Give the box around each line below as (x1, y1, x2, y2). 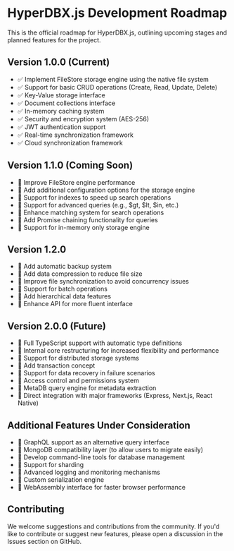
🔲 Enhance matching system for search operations (17, 208, 164, 217)
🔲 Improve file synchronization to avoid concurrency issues (17, 277, 190, 286)
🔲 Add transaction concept (17, 361, 96, 370)
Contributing (7, 503, 65, 516)
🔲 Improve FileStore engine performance (17, 178, 136, 186)
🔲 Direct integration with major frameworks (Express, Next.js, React (17, 392, 213, 400)
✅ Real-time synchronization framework (17, 131, 134, 139)
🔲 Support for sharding (17, 461, 84, 468)
